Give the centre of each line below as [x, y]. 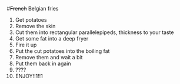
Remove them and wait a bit [49, 57]
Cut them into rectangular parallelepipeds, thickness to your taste [94, 32]
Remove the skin [35, 26]
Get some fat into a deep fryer [52, 38]
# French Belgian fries [33, 9]
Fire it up [26, 45]
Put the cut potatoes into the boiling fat [62, 51]
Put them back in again [43, 63]
